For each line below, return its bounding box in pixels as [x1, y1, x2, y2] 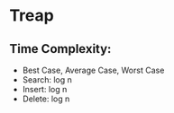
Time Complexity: [9, 41, 112, 56]
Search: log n [22, 74, 72, 85]
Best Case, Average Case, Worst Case [22, 65, 165, 75]
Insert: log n [22, 84, 68, 94]
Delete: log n [22, 93, 70, 104]
